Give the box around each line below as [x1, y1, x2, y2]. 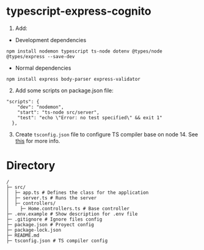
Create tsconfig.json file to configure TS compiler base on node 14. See [15, 130, 199, 138]
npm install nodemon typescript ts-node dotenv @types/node [6, 48, 163, 54]
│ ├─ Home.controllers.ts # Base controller [6, 205, 130, 211]
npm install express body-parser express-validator [6, 76, 140, 82]
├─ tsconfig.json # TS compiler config [6, 237, 108, 244]
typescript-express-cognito [6, 4, 151, 18]
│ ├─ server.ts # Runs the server [6, 194, 97, 201]
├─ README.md [6, 232, 40, 238]
